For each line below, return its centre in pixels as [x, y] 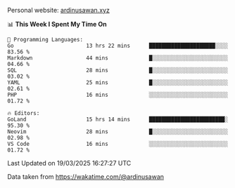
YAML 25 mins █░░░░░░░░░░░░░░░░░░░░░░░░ [118, 83]
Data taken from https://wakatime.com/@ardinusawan [85, 177]
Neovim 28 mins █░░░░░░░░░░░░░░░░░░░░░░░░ [118, 132]
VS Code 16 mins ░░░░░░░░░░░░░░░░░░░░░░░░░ [118, 144]
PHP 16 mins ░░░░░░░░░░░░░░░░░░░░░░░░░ [118, 95]
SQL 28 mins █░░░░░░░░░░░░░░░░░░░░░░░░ [118, 70]
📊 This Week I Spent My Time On [57, 24]
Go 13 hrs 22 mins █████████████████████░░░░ [118, 46]
